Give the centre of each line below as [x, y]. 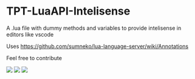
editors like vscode [30, 34]
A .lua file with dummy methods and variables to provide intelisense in [94, 28]
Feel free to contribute [34, 58]
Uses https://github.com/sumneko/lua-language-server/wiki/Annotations [97, 46]
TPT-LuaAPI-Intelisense [68, 11]
